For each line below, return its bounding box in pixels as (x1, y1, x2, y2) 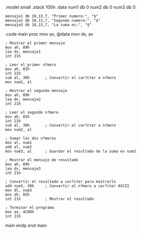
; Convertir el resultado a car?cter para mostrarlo (5, 179, 116, 184)
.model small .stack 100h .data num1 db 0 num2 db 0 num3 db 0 (5, 4, 136, 10)
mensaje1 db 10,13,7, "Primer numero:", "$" (5, 14, 98, 19)
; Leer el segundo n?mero (5, 110, 58, 115)
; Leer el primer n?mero (5, 62, 56, 67)
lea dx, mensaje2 (5, 97, 41, 102)
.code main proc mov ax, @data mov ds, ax (5, 31, 94, 37)
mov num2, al (5, 127, 32, 132)
